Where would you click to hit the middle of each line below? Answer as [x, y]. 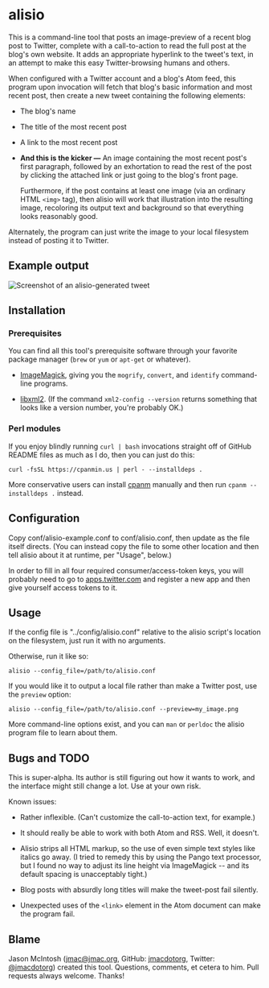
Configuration [44, 518]
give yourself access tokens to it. [63, 587]
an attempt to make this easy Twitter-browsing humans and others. [119, 63]
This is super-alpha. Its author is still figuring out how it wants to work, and [132, 778]
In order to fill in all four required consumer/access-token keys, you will [126, 570]
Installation [37, 310]
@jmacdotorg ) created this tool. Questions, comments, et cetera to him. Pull [134, 967]
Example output [49, 266]
